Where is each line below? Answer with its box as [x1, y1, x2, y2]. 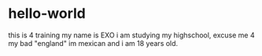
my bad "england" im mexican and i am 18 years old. [8, 38, 179, 47]
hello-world [8, 5, 87, 23]
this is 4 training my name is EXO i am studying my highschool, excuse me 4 [8, 30, 255, 40]
